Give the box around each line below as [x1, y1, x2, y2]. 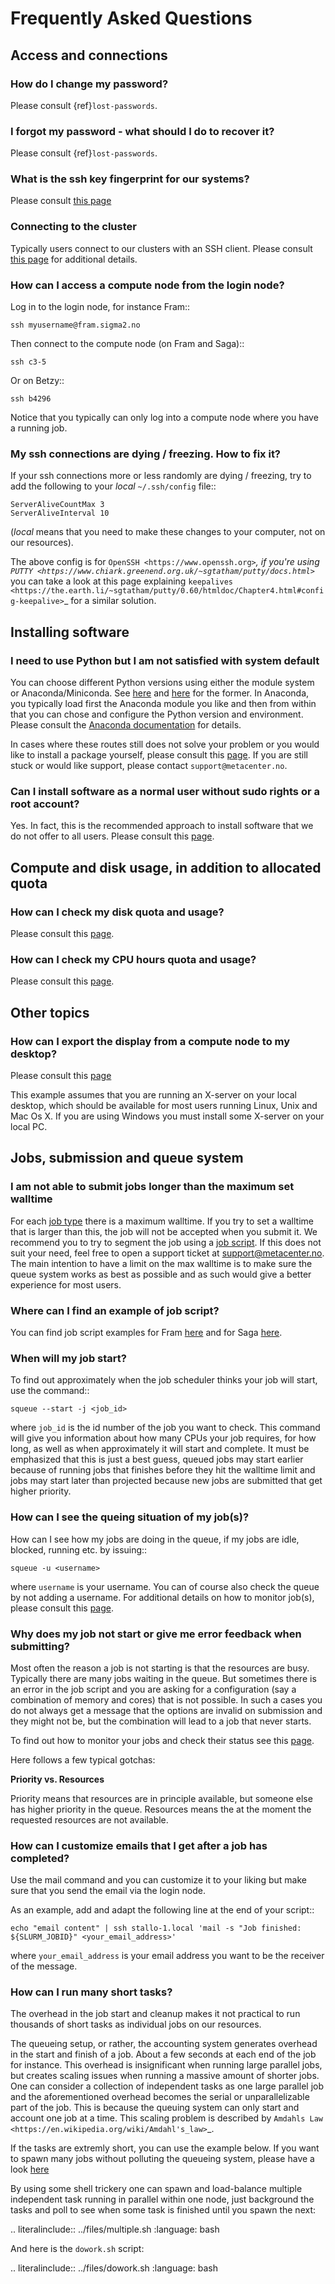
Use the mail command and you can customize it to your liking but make [10, 1874, 307, 1886]
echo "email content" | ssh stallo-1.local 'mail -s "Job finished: [10, 1923, 302, 1934]
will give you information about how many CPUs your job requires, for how [10, 1432, 317, 1444]
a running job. [10, 422, 68, 434]
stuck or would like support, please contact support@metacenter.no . [10, 760, 288, 772]
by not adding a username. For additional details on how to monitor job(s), [10, 1591, 315, 1603]
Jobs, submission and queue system [10, 1150, 244, 1167]
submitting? [10, 1639, 70, 1653]
